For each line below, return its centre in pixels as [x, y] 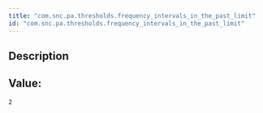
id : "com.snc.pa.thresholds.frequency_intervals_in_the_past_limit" [127, 23]
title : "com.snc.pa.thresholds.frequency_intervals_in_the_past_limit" [132, 16]
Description [39, 56]
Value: [25, 84]
